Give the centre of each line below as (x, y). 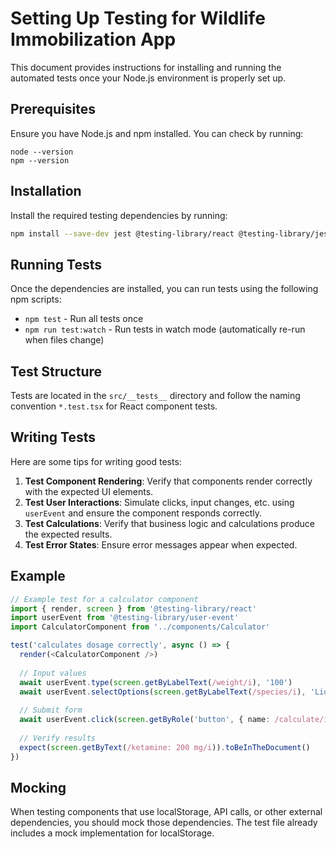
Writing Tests (53, 437)
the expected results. (68, 534)
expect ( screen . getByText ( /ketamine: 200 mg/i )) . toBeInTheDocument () (165, 747)
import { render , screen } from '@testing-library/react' (133, 608)
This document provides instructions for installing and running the (146, 67)
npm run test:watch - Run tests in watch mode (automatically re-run (165, 329)
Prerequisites (53, 109)
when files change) (64, 340)
